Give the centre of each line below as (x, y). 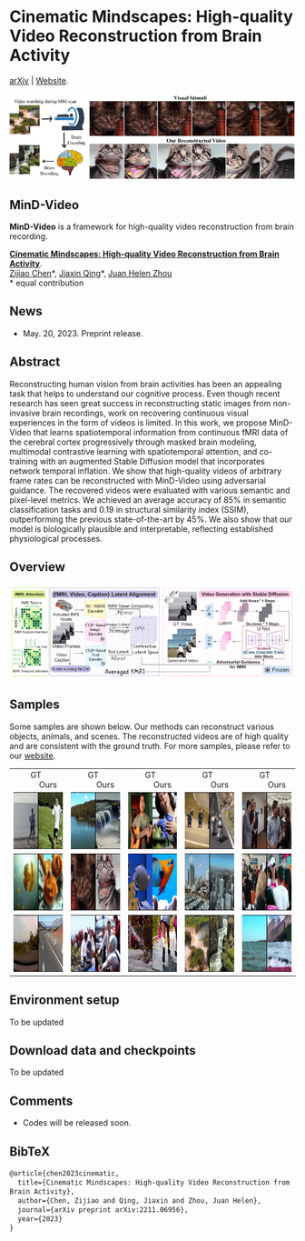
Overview (38, 567)
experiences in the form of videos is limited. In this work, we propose (138, 422)
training (24, 461)
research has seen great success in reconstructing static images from (140, 403)
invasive (25, 413)
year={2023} (40, 1219)
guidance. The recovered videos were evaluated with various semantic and (150, 490)
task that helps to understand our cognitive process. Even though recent (145, 394)
